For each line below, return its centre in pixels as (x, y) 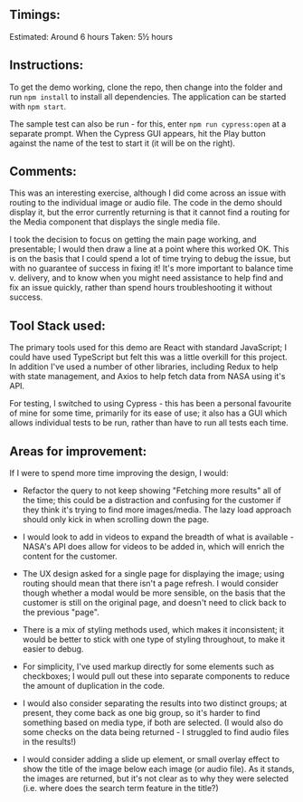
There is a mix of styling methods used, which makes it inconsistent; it (153, 630)
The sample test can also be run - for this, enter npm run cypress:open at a (148, 124)
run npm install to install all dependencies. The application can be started (148, 96)
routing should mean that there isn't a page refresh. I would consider (150, 584)
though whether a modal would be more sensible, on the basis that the (154, 593)
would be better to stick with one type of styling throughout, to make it (154, 640)
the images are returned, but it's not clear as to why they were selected (156, 778)
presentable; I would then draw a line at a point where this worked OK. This (149, 249)
